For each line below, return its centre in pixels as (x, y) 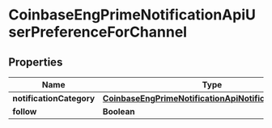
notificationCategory (54, 98)
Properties (36, 62)
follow (25, 111)
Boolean (119, 111)
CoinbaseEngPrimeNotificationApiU (132, 15)
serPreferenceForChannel (98, 32)
